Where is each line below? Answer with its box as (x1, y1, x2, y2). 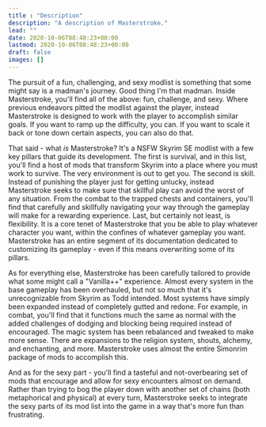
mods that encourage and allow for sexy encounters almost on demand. (8, 376, 243, 385)
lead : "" (8, 26, 37, 34)
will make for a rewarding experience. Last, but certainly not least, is (8, 211, 231, 220)
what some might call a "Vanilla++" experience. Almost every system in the (8, 276, 253, 286)
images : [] (8, 56, 44, 64)
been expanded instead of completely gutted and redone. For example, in (8, 302, 248, 311)
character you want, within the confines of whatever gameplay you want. (8, 227, 246, 237)
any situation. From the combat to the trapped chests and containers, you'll (8, 193, 253, 203)
